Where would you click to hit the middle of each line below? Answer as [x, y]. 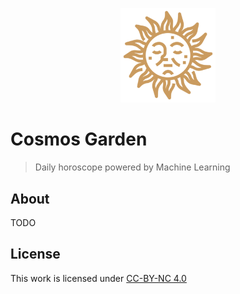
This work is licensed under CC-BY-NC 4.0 [98, 278]
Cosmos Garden [79, 139]
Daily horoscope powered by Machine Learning [132, 167]
